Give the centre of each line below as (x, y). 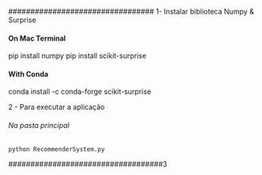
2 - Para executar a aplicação (57, 107)
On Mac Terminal (37, 38)
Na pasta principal (39, 125)
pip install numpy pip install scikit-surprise (78, 56)
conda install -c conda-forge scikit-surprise (80, 91)
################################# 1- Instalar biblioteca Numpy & (131, 12)
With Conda (29, 74)
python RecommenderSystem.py (57, 149)
